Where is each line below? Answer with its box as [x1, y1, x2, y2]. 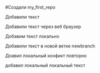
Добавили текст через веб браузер [5, 23, 81, 29]
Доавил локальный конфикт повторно [5, 52, 87, 58]
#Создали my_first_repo [5, 4, 56, 10]
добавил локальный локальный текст [5, 62, 85, 68]
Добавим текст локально [5, 33, 59, 39]
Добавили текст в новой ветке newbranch [5, 43, 95, 49]
